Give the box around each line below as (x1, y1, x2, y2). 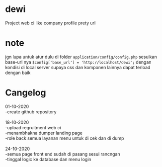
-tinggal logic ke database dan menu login (5, 156, 91, 162)
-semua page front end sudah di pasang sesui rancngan (5, 151, 120, 157)
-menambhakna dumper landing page (5, 130, 83, 136)
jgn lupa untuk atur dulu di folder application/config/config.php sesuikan (5, 54, 158, 60)
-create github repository (5, 108, 57, 115)
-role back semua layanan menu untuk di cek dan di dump (5, 135, 124, 141)
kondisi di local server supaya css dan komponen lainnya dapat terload (5, 64, 151, 70)
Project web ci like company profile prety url (5, 20, 96, 26)
